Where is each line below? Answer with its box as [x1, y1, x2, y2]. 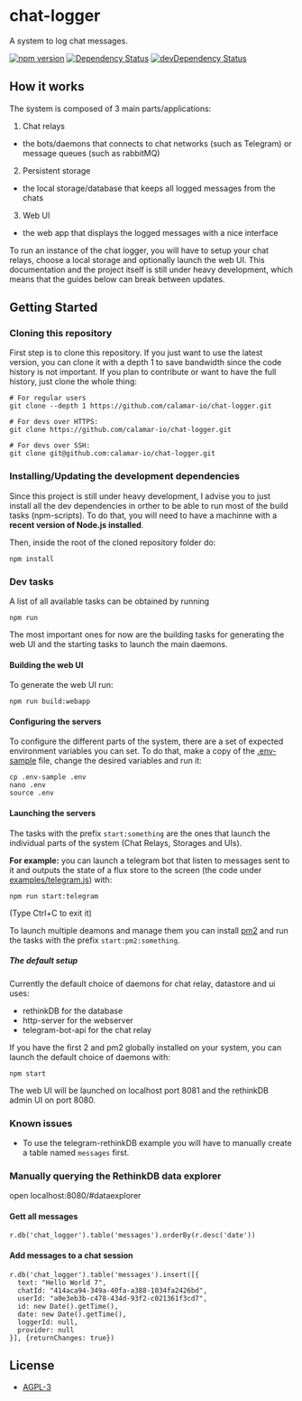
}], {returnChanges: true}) [9, 1333, 115, 1342]
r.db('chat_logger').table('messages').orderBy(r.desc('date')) [9, 1231, 256, 1240]
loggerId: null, [17, 1317, 78, 1327]
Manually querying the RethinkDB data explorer [9, 1170, 222, 1182]
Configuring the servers [9, 716, 102, 727]
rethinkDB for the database [22, 1005, 124, 1016]
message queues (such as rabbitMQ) [22, 147, 160, 158]
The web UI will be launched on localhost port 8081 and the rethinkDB [9, 1085, 269, 1095]
